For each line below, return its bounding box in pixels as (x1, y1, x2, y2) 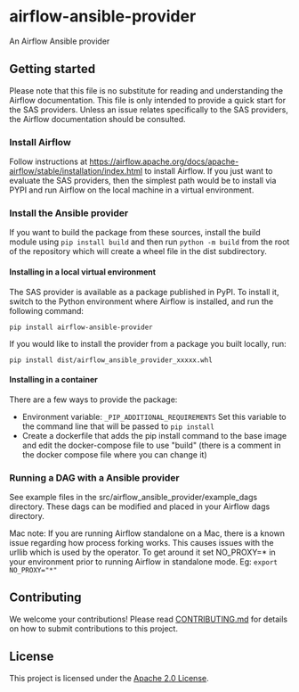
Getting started (9, 62, 96, 77)
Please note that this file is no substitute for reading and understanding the (9, 85, 283, 95)
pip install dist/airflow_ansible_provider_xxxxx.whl (9, 355, 214, 365)
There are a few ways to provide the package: (9, 394, 178, 405)
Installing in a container (9, 375, 98, 385)
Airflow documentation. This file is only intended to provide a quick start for (9, 95, 287, 105)
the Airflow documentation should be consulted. (9, 113, 186, 124)
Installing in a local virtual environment (9, 266, 157, 277)
